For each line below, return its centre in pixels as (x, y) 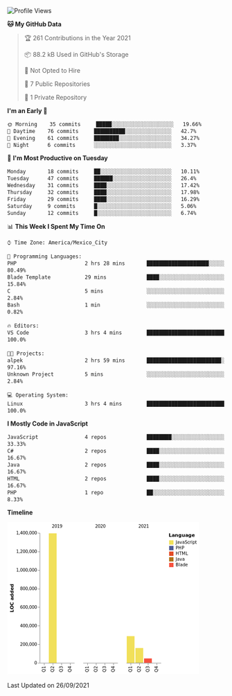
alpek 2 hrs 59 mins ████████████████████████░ (116, 360)
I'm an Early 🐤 (27, 111)
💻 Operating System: (38, 395)
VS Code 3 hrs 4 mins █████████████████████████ (116, 333)
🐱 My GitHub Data (35, 24)
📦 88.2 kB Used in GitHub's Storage (77, 54)
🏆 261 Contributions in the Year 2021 (78, 38)
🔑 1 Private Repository (55, 97)
